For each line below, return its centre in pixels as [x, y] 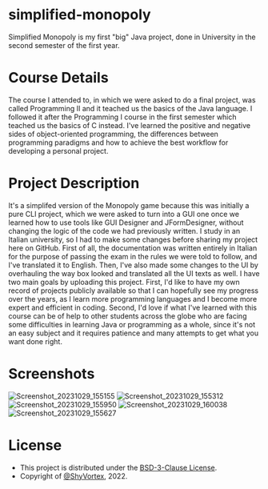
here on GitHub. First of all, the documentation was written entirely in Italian [133, 248]
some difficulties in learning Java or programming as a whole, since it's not [132, 324]
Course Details [59, 78]
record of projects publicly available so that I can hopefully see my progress [133, 291]
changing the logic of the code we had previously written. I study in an [124, 230]
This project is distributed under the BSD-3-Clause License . [118, 467]
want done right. [35, 341]
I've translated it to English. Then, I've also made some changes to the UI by [133, 265]
